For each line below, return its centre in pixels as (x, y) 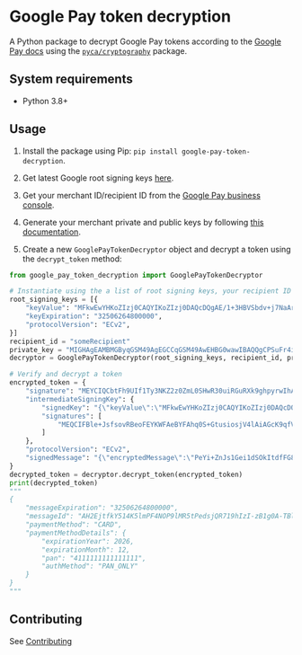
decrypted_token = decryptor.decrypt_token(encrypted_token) (126, 474)
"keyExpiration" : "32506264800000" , (94, 316)
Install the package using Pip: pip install (100, 151)
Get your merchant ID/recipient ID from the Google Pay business (141, 195)
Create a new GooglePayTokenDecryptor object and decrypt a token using (156, 249)
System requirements (71, 80)
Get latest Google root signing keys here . (98, 178)
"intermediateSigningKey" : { (80, 399)
